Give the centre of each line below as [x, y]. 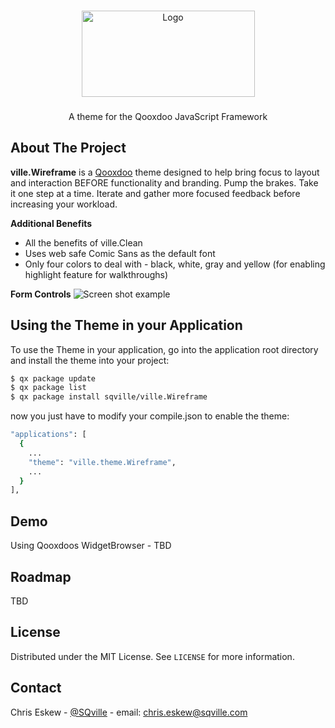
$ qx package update [53, 378]
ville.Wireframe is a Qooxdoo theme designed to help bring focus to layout [165, 172]
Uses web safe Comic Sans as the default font [120, 253]
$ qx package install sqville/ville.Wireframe [109, 397]
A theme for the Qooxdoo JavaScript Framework [168, 116]
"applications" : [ [48, 435]
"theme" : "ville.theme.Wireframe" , [102, 462]
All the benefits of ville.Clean [83, 242]
